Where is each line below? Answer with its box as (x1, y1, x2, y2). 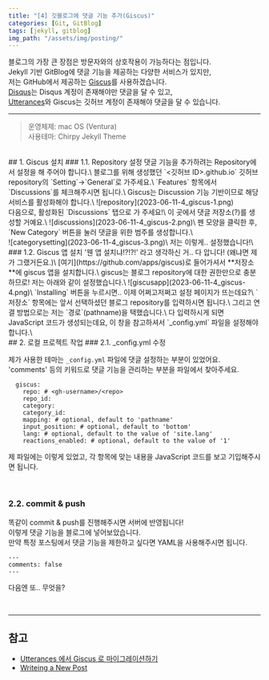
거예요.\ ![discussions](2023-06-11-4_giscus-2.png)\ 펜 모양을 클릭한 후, (22, 217, 258, 227)
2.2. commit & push (8, 498, 86, 509)
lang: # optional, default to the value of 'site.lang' (22, 430, 214, 438)
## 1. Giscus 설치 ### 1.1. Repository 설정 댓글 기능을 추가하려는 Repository (8, 157, 251, 167)
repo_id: (22, 395, 52, 403)
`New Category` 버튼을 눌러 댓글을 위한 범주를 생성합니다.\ (8, 228, 194, 237)
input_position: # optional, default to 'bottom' (22, 423, 192, 431)
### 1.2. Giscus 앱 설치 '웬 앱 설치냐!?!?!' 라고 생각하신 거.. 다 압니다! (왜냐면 (8, 248, 250, 257)
